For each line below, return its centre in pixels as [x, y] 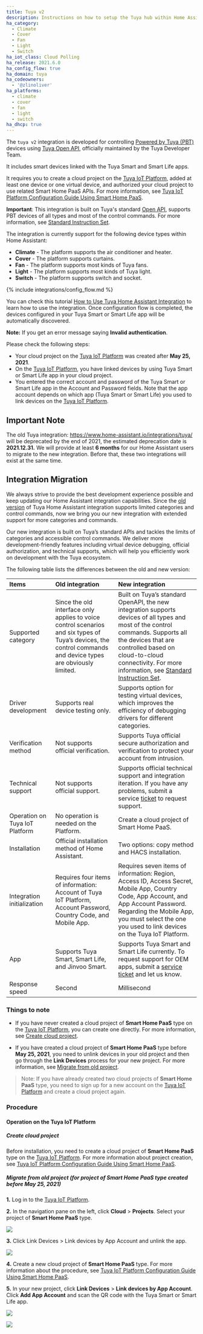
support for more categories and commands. [62, 520]
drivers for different [146, 718]
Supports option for [146, 688]
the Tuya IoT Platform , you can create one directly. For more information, [105, 1030]
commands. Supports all [153, 632]
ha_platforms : [24, 91]
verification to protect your [156, 751]
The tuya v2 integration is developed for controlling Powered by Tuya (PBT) [100, 142]
